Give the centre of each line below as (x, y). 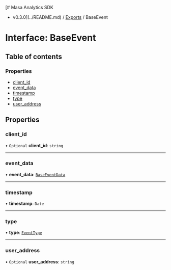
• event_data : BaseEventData (35, 174)
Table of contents (34, 56)
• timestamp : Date (25, 204)
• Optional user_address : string (40, 261)
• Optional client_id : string (34, 145)
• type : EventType (24, 233)
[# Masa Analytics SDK (29, 7)
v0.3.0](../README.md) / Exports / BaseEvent (60, 17)
